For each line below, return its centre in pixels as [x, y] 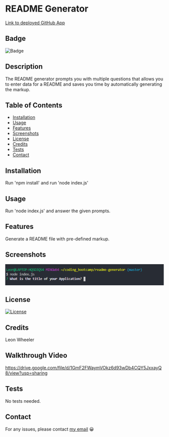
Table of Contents [34, 105]
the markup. [18, 89]
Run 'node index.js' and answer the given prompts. [58, 211]
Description [24, 67]
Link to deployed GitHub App [35, 23]
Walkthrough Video [36, 356]
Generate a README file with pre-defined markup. [57, 239]
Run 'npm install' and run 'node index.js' [47, 183]
